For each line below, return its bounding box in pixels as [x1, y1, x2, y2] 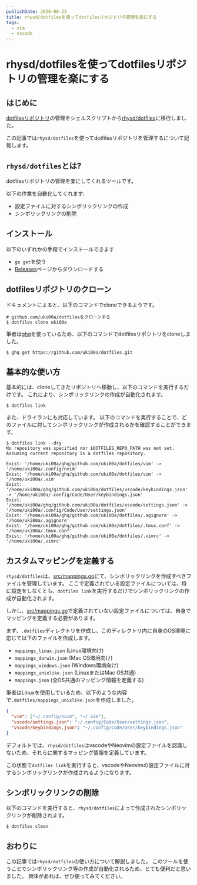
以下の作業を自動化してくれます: [6, 190, 85, 197]
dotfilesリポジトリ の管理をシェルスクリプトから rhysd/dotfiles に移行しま [6, 114, 181, 121]
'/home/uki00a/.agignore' [6, 518, 69, 524]
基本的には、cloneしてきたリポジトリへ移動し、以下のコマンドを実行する [6, 384, 184, 391]
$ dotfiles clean [6, 824, 49, 830]
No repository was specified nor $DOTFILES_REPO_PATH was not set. [6, 446, 175, 452]
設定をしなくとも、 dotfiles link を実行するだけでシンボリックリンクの [11, 587, 185, 594]
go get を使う [14, 258, 46, 265]
